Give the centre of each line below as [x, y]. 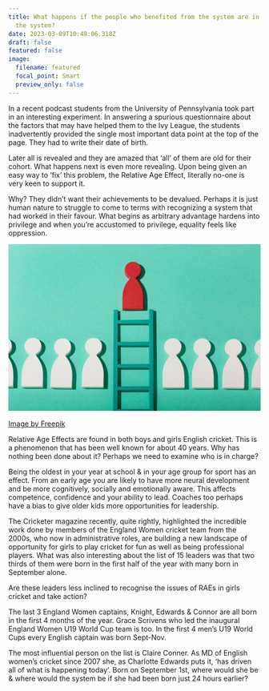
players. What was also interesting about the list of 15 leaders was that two [131, 556]
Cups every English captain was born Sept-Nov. [87, 637]
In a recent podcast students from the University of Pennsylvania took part [131, 108]
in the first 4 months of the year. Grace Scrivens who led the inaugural [124, 621]
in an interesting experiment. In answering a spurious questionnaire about [130, 117]
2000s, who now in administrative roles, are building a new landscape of [128, 538]
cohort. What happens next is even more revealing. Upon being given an [128, 166]
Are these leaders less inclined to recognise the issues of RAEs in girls [124, 588]
